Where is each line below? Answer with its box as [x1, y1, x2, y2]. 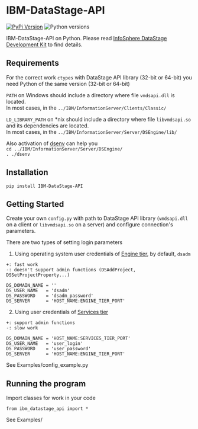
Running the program [6, 379, 86, 389]
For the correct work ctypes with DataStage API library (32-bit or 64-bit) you [6, 73, 192, 81]
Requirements [6, 58, 59, 68]
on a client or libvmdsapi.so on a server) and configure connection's [6, 221, 173, 228]
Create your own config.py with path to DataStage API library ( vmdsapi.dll [6, 214, 189, 222]
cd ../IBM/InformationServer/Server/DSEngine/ [6, 146, 123, 152]
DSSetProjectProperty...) [6, 272, 70, 278]
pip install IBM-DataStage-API [6, 183, 83, 189]
